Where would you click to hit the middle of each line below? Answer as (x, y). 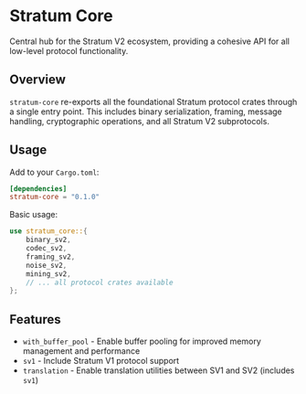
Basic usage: (34, 215)
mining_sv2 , (48, 274)
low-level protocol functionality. (69, 50)
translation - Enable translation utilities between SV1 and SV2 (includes (158, 370)
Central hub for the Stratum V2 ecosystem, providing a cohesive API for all (150, 41)
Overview (38, 80)
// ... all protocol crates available (100, 282)
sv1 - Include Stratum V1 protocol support (101, 361)
